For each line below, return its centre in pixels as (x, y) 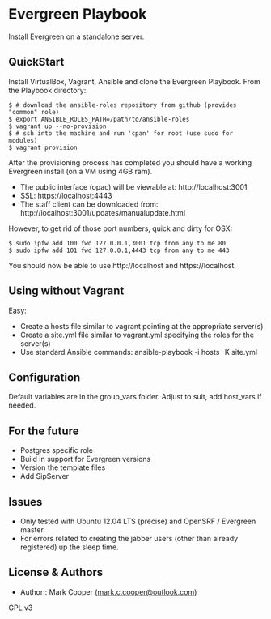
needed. (22, 405)
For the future (44, 431)
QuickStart (36, 62)
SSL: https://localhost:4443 (66, 195)
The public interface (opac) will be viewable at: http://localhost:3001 (134, 186)
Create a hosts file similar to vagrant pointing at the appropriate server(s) (142, 326)
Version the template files (63, 467)
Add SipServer (44, 476)
